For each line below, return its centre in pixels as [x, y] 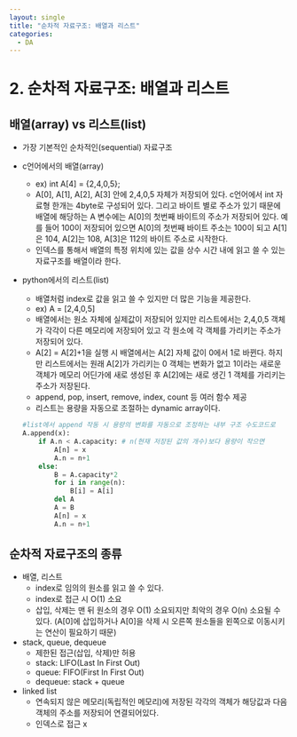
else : [49, 466]
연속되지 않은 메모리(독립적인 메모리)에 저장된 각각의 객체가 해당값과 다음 [161, 701]
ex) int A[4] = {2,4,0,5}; [78, 184]
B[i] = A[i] [92, 491]
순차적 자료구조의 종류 [66, 555]
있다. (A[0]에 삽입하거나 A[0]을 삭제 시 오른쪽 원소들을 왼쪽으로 [145, 622]
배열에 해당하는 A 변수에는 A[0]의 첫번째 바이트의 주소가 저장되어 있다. [157, 217]
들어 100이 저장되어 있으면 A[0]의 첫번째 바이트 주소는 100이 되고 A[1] [166, 228]
